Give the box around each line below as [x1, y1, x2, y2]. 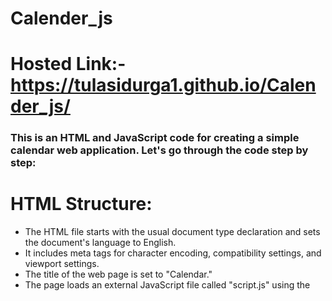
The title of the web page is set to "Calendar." [24, 268, 213, 281]
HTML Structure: [10, 193, 153, 216]
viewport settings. [24, 258, 100, 270]
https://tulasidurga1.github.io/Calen [10, 74, 317, 97]
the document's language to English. [24, 237, 177, 249]
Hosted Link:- [10, 53, 127, 76]
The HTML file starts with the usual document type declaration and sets [24, 226, 321, 238]
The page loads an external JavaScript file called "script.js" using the [24, 279, 311, 291]
